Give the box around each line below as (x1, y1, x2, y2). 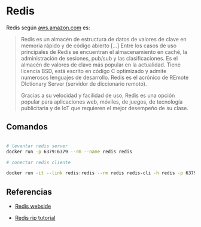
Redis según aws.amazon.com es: (6, 24, 91, 31)
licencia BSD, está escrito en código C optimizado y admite (20, 67, 167, 74)
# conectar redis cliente (6, 159, 71, 165)
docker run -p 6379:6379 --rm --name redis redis (6, 149, 133, 155)
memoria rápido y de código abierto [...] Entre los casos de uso (20, 42, 177, 49)
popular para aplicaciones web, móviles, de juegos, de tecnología (20, 98, 183, 105)
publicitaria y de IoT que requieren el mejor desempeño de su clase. (20, 104, 188, 111)
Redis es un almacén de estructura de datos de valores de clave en (20, 35, 187, 43)
